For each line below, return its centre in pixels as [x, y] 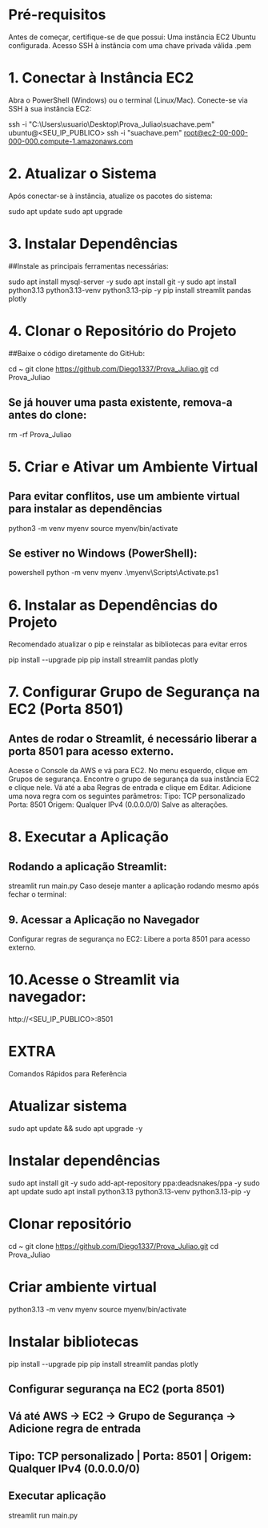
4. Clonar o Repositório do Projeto [122, 331]
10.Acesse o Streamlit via [94, 980]
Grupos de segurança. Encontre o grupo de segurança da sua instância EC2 [134, 779]
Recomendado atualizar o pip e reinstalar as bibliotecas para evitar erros [128, 644]
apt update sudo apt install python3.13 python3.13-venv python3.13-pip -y [129, 1191]
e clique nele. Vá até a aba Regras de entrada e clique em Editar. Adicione [130, 788]
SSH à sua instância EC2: [50, 108]
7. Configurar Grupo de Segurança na [134, 692]
